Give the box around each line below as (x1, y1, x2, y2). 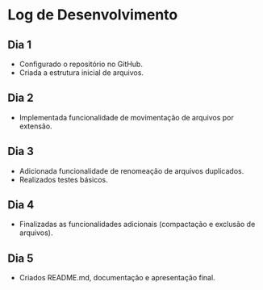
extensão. (19, 121, 53, 131)
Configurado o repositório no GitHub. (19, 59, 143, 69)
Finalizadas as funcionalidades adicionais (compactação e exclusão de (19, 220, 256, 229)
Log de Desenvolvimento (7, 6, 178, 24)
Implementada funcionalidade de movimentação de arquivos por (19, 112, 235, 122)
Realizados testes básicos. (19, 174, 108, 184)
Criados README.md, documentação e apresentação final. (19, 273, 215, 283)
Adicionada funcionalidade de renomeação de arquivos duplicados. (19, 166, 244, 175)
